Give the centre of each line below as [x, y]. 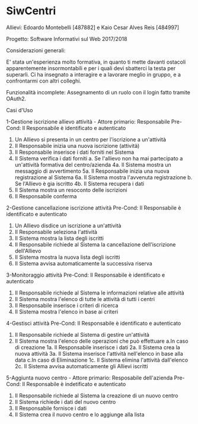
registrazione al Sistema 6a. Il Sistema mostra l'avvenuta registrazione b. [103, 177]
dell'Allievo [28, 251]
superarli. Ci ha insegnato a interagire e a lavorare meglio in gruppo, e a [93, 74]
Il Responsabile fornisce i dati [51, 408]
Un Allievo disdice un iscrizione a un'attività [68, 225]
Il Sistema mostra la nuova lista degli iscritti [67, 257]
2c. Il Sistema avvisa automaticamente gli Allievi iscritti [81, 366]
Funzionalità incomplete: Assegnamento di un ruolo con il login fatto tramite [98, 92]
